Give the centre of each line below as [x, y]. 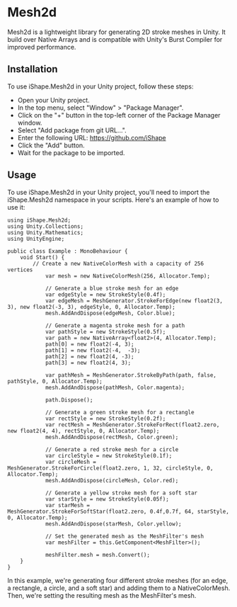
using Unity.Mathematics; [45, 232]
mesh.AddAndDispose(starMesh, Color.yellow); [113, 524]
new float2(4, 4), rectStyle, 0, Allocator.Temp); [83, 431]
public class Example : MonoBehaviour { [68, 251]
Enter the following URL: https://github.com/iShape [92, 137]
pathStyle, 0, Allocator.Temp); [55, 381]
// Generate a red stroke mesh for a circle [112, 449]
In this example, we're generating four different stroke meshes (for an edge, [118, 580]
